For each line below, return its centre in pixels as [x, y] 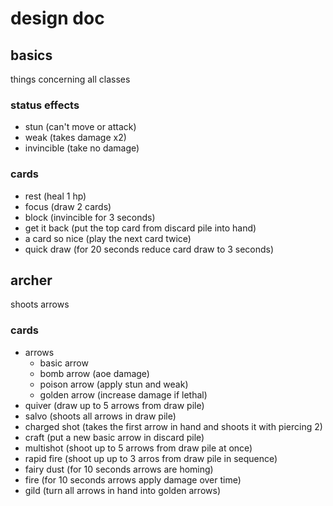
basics [31, 55]
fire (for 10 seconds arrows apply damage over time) [133, 479]
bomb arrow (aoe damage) [94, 373]
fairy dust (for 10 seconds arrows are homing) [119, 469]
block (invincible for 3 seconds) [90, 217]
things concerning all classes [70, 79]
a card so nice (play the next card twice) [108, 238]
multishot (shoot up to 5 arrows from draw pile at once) [138, 448]
